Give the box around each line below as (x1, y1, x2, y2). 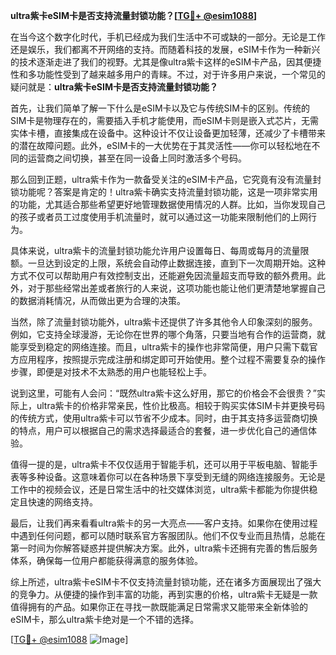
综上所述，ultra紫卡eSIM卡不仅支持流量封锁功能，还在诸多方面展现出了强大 (10, 576, 322, 588)
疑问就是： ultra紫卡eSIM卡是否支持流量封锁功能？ (10, 81, 218, 93)
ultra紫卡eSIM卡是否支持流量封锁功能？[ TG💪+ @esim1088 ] (10, 10, 258, 21)
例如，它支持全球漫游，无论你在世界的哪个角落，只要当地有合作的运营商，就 (10, 329, 326, 340)
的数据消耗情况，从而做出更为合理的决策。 (10, 295, 186, 306)
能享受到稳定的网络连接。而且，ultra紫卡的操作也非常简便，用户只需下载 (10, 341, 310, 353)
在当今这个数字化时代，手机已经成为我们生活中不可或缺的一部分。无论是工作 (10, 31, 326, 43)
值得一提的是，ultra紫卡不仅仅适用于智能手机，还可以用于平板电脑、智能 (10, 459, 310, 470)
